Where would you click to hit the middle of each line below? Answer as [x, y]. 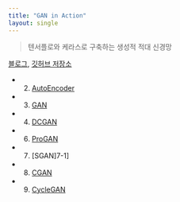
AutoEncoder [53, 87]
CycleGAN [48, 189]
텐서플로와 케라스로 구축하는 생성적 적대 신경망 [100, 47]
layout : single [33, 23]
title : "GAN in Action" [48, 16]
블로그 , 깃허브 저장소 [40, 64]
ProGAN [45, 138]
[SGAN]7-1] [50, 155]
